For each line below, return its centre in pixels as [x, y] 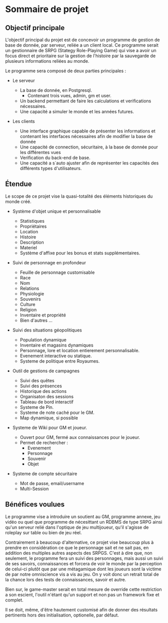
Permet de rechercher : [44, 442]
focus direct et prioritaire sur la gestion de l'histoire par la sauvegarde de [80, 56]
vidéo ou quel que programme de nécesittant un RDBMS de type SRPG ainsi [84, 522]
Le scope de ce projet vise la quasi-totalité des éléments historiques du [79, 196]
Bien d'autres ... [36, 320]
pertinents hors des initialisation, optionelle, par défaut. [62, 615]
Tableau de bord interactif [47, 402]
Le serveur [24, 81]
